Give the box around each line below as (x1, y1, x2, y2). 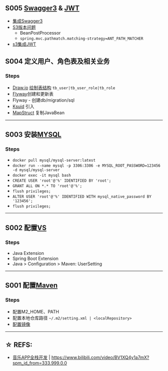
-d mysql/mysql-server (12, 168, 60, 173)
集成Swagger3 (12, 18, 43, 24)
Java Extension (12, 250, 44, 256)
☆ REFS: (5, 340, 32, 349)
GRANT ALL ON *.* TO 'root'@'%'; (12, 184, 82, 189)
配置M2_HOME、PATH (12, 308, 59, 314)
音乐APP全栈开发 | (12, 354, 50, 360)
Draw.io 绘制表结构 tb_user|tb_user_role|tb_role (12, 85, 115, 91)
